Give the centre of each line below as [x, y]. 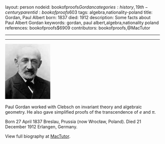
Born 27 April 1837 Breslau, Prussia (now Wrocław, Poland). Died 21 [73, 121]
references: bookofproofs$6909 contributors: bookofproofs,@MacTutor [78, 28]
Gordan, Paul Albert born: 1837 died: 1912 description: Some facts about [78, 17]
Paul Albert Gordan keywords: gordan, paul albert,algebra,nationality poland [82, 23]
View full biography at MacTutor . [38, 136]
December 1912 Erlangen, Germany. [41, 127]
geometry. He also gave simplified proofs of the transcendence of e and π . [81, 112]
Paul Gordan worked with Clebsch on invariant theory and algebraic [74, 107]
